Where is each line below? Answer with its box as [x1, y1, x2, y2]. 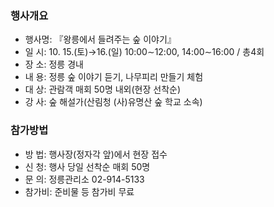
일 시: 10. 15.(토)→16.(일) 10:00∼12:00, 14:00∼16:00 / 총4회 [24, 46, 265, 58]
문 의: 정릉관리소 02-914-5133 [24, 173, 145, 185]
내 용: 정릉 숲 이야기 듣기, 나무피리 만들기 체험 [24, 71, 204, 83]
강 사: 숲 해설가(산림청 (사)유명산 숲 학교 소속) [24, 96, 203, 108]
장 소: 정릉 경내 [24, 58, 84, 71]
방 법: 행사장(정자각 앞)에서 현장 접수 [24, 148, 168, 160]
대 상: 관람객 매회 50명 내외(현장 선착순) [24, 83, 182, 96]
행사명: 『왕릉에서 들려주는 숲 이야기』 [24, 33, 177, 46]
